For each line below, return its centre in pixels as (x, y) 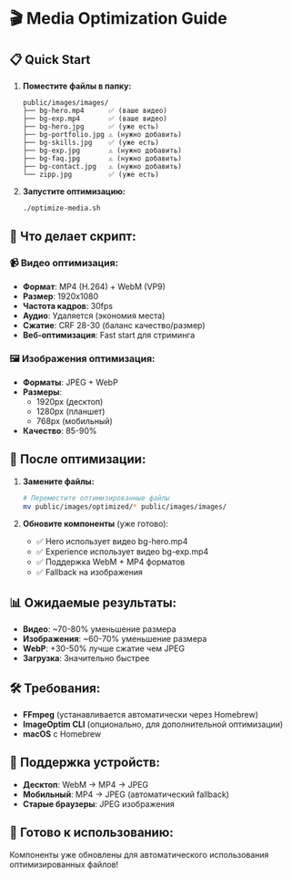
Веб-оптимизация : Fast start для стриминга (109, 335)
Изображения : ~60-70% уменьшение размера (115, 639)
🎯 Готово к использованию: (92, 833)
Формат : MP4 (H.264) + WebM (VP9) (94, 286)
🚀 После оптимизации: (78, 459)
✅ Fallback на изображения (90, 573)
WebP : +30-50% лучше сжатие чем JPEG (103, 648)
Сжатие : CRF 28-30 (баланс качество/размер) (114, 325)
